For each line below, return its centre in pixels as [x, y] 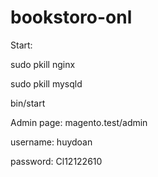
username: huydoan [51, 142]
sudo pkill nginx [43, 64]
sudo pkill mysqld [46, 83]
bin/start [28, 103]
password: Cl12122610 [56, 161]
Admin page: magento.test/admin [79, 122]
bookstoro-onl [71, 17]
